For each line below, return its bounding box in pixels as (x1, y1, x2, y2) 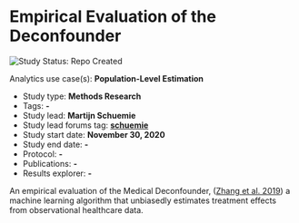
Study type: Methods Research (22, 91, 142, 102)
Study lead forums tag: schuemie (22, 120, 149, 131)
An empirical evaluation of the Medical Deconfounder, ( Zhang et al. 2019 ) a (9, 185, 291, 196)
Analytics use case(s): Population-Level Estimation (9, 73, 204, 83)
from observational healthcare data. (9, 204, 144, 215)
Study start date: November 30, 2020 (22, 129, 165, 140)
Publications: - (22, 158, 77, 169)
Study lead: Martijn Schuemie (22, 110, 136, 121)
